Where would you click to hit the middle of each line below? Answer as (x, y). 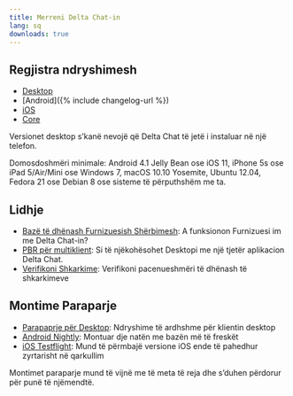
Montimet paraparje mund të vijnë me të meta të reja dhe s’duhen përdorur (145, 372)
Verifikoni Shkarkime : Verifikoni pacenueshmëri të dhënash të (135, 268)
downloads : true (39, 34)
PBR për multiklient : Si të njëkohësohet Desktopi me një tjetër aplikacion (153, 250)
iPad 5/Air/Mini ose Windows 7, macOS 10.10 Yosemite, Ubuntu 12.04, (135, 173)
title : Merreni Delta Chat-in (65, 17)
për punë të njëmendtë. (52, 382)
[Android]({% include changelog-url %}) (96, 101)
